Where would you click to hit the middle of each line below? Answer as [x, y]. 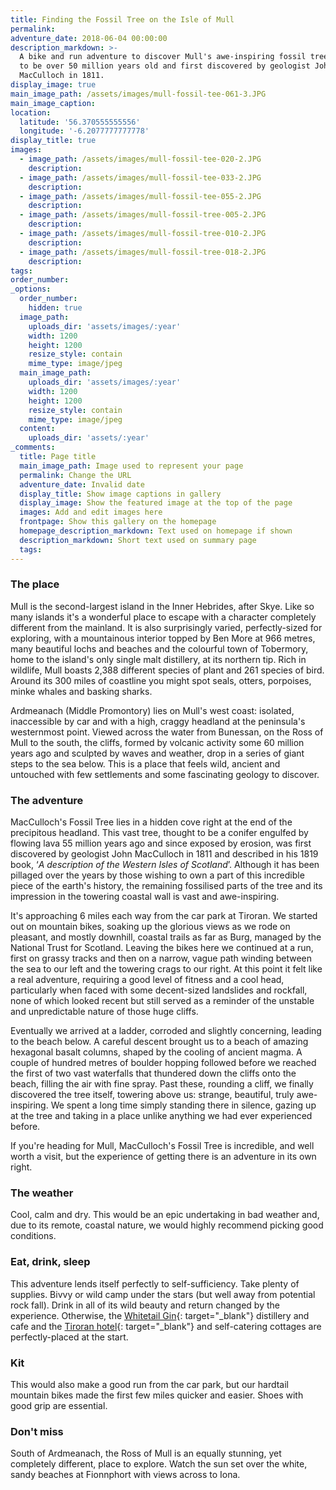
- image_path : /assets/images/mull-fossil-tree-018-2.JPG [143, 252]
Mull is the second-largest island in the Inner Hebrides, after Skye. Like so [162, 606]
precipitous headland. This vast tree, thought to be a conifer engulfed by [159, 833]
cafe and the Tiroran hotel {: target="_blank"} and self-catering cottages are [166, 1326]
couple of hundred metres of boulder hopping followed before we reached [163, 1063]
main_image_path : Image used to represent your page [131, 466]
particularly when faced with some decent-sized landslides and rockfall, [159, 990]
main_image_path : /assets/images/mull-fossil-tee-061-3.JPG [138, 94]
